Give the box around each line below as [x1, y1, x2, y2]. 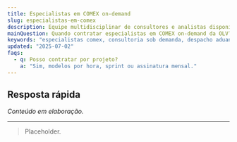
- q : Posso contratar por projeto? [13, 56, 119, 63]
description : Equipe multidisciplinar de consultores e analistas [7, 23, 207, 30]
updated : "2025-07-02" [7, 43, 74, 50]
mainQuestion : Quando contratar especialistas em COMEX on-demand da [7, 30, 217, 37]
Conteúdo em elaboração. [7, 107, 84, 116]
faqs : [7, 50, 23, 57]
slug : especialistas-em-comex [7, 17, 97, 24]
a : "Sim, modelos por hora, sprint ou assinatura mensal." [20, 63, 197, 70]
